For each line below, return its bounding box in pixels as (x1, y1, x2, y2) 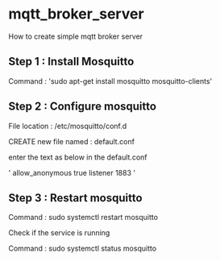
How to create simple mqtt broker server (8, 31, 143, 41)
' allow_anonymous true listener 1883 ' (8, 168, 135, 177)
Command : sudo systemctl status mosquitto (8, 243, 157, 254)
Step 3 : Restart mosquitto (8, 191, 143, 205)
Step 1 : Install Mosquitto (8, 55, 135, 68)
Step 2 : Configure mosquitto (8, 100, 157, 114)
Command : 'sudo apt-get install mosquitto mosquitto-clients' (8, 76, 213, 85)
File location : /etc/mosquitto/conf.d (8, 121, 127, 130)
